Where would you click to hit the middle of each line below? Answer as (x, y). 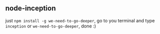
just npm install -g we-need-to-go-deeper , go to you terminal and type (80, 20)
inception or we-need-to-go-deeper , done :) (51, 26)
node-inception (31, 8)
